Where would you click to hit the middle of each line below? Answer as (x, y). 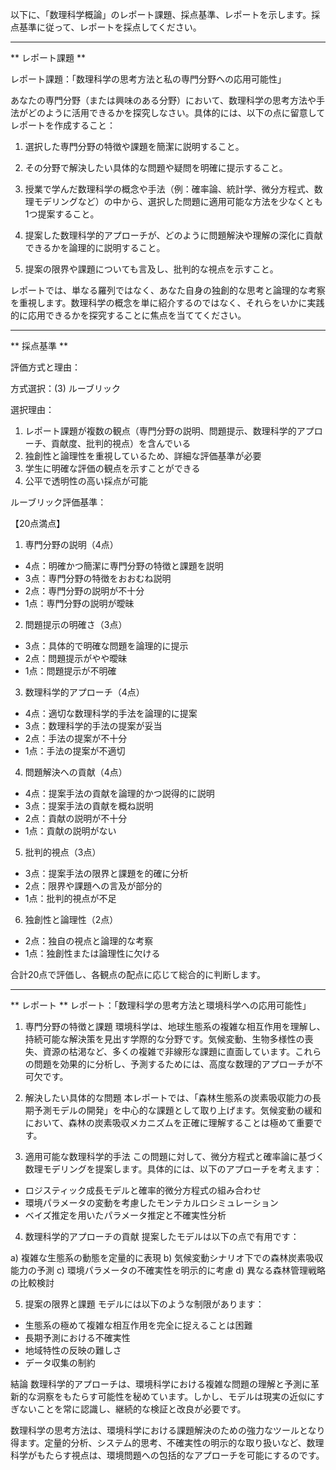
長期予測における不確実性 (77, 1337)
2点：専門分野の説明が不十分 (84, 591)
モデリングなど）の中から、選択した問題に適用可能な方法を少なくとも (178, 201)
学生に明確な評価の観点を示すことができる (112, 468)
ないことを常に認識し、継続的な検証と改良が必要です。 (132, 1409)
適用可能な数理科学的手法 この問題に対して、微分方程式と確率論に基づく (174, 1156)
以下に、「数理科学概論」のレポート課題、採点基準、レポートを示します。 (161, 14)
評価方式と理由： (45, 367)
